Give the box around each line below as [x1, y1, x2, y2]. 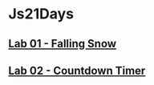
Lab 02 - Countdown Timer [8, 63, 146, 77]
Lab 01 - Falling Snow [8, 37, 117, 51]
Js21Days [8, 5, 75, 23]
